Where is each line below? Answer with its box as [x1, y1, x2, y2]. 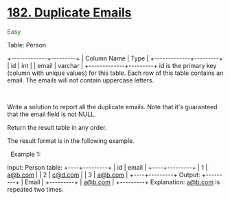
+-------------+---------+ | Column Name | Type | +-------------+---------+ [7, 54, 223, 63]
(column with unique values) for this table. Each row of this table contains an [7, 69, 224, 77]
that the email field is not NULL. [7, 110, 96, 118]
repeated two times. [7, 185, 64, 193]
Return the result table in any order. [7, 123, 107, 131]
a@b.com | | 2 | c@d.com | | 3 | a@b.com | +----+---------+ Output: [7, 170, 200, 179]
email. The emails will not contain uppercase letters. [7, 76, 154, 84]
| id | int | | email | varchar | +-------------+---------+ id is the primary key [7, 61, 217, 69]
